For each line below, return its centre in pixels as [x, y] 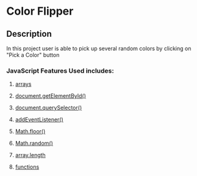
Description [29, 34]
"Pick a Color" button [33, 55]
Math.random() [34, 143]
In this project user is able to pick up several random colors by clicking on [99, 48]
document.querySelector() [48, 108]
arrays [23, 84]
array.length [30, 155]
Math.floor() [30, 131]
